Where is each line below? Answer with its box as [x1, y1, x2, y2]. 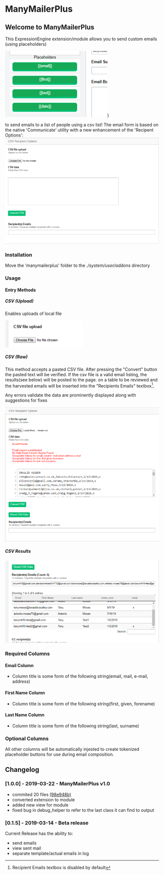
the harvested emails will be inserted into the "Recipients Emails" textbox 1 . [5, 382, 155, 388]
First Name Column [5, 690, 45, 695]
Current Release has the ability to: [5, 830, 73, 836]
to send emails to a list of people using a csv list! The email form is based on [5, 122, 159, 128]
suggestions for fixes [5, 397, 48, 403]
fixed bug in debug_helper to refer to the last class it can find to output [12, 807, 155, 813]
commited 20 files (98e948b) [12, 791, 72, 798]
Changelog [5, 766, 40, 774]
